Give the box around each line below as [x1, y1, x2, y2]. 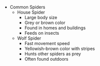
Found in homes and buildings [24, 25, 86, 31]
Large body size [24, 15, 58, 20]
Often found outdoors [24, 56, 68, 62]
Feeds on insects [24, 30, 59, 36]
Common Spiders [9, 4, 45, 10]
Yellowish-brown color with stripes [24, 46, 95, 51]
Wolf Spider [17, 35, 41, 41]
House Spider [17, 9, 45, 15]
